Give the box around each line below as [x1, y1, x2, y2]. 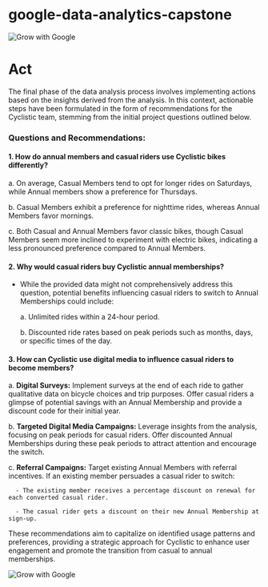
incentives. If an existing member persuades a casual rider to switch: [8, 471, 235, 481]
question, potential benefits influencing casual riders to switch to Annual [19, 288, 258, 298]
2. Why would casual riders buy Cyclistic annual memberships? [8, 262, 225, 271]
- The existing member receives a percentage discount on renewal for [15, 487, 256, 495]
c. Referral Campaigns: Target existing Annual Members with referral [8, 463, 238, 472]
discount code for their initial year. [8, 406, 122, 416]
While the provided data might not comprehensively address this [19, 279, 234, 289]
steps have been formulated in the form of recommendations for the [8, 103, 233, 113]
